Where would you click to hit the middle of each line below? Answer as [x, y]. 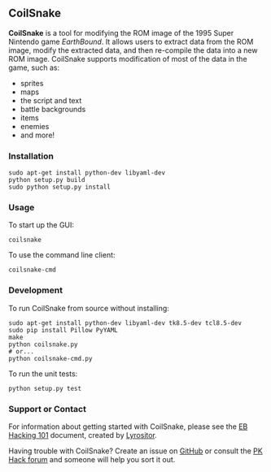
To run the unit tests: [43, 374]
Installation [31, 156]
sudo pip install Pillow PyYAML [63, 330]
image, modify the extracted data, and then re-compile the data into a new [133, 50]
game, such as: [34, 67]
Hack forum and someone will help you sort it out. [92, 459]
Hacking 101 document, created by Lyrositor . [83, 435]
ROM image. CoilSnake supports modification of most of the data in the [128, 58]
